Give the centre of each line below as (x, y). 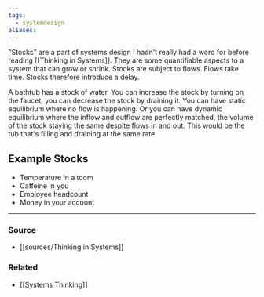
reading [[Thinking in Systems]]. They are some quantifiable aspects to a (126, 60)
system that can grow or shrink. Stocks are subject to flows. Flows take (124, 69)
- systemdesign (40, 23)
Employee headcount (54, 194)
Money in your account (57, 203)
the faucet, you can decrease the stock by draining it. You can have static (127, 101)
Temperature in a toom (56, 178)
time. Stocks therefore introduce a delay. (74, 77)
